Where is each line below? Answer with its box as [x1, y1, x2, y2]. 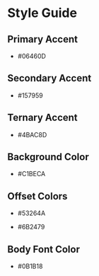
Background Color [7, 151, 90, 163]
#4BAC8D [17, 130, 47, 139]
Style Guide [7, 5, 78, 21]
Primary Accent [7, 33, 78, 45]
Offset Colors [7, 190, 68, 202]
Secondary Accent [7, 72, 92, 84]
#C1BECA [17, 170, 46, 178]
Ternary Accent [7, 112, 78, 124]
